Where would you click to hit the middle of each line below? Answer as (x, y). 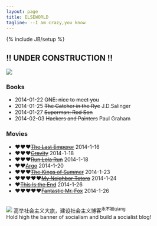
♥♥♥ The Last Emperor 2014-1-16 (57, 147)
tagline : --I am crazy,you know (46, 22)
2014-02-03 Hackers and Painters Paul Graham (73, 119)
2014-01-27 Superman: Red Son (54, 112)
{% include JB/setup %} (35, 40)
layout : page (22, 12)
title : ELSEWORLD (27, 17)
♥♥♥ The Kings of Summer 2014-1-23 (62, 172)
